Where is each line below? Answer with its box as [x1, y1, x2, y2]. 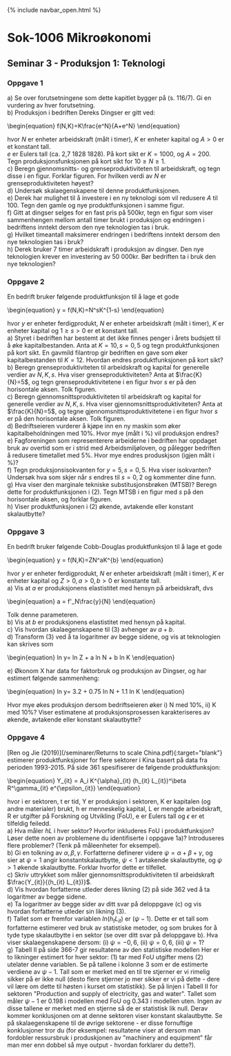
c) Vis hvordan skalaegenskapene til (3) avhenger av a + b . [7, 626, 174, 634]
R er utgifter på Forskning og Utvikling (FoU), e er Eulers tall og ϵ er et [7, 812, 205, 820]
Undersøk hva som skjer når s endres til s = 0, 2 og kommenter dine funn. [7, 473, 217, 481]
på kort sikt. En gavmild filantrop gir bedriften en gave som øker [7, 348, 188, 357]
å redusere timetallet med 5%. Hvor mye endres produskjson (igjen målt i [7, 451, 215, 459]
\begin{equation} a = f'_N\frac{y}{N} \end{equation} [7, 597, 156, 606]
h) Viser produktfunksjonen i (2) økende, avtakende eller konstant [7, 503, 194, 511]
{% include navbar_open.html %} [7, 6, 101, 14]
